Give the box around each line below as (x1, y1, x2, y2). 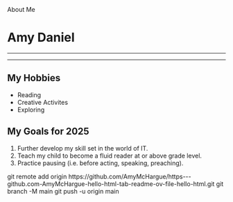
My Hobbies (7, 72, 61, 84)
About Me (7, 6, 36, 13)
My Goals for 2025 (7, 126, 89, 137)
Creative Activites (17, 98, 68, 106)
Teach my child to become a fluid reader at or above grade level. (17, 151, 202, 160)
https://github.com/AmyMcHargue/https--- (68, 172, 192, 180)
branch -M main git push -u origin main (7, 187, 119, 195)
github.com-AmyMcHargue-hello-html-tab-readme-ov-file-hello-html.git (7, 179, 215, 188)
